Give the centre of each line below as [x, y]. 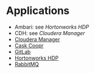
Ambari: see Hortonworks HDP [52, 27]
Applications [38, 11]
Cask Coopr [29, 46]
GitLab [23, 51]
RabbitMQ [27, 64]
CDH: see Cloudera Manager [50, 33]
